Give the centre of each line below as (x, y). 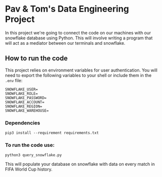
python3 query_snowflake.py (34, 155)
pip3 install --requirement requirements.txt (52, 133)
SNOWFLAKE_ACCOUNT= (25, 102)
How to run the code (36, 59)
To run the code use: (30, 145)
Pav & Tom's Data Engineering (67, 9)
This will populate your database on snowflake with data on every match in (80, 164)
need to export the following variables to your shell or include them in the (78, 75)
